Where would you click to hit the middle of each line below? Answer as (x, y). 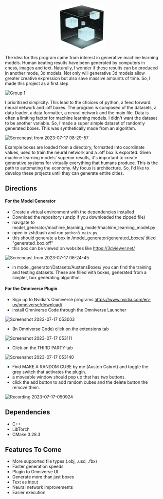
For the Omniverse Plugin (31, 289)
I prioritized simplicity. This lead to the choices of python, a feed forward (78, 102)
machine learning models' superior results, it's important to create (71, 157)
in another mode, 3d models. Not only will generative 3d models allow (75, 73)
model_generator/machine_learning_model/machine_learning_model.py (84, 227)
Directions (21, 189)
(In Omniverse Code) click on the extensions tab (60, 329)
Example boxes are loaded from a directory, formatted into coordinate (75, 147)
